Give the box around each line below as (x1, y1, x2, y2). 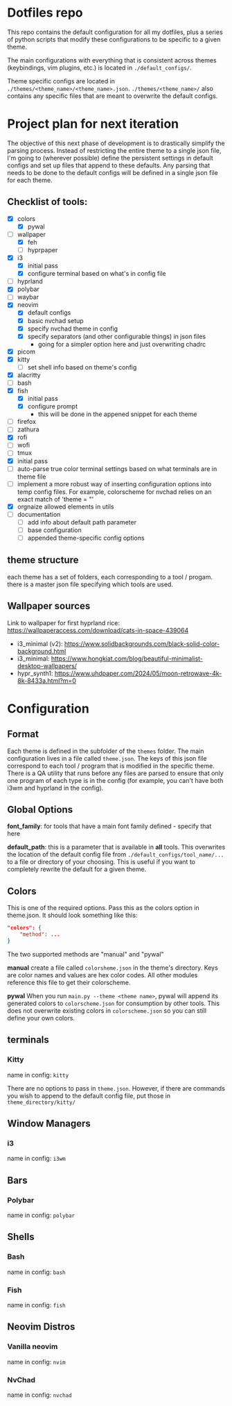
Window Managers (7, 1117, 91, 1130)
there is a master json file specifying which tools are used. (7, 580, 173, 588)
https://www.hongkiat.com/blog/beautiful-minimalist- (51, 654, 203, 663)
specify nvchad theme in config (27, 324, 118, 333)
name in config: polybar (7, 1211, 75, 1219)
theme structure (7, 554, 79, 566)
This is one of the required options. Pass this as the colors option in (7, 904, 199, 912)
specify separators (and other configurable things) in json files (27, 332, 206, 340)
